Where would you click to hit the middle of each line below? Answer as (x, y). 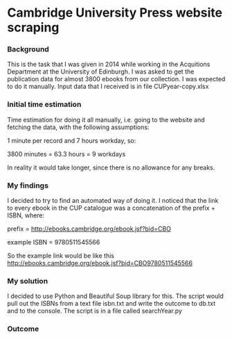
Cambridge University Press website (115, 13)
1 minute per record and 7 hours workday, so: (72, 140)
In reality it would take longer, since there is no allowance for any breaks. (111, 167)
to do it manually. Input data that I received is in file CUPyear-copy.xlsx (108, 86)
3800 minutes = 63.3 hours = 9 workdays (66, 154)
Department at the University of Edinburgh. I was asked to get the (101, 72)
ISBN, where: (26, 215)
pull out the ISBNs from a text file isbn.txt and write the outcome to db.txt (111, 304)
